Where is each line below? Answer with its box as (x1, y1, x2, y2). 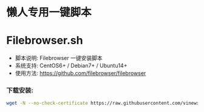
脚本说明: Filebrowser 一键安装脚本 (15, 54, 103, 62)
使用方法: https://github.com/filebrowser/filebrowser (15, 70, 146, 77)
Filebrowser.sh (6, 34, 83, 47)
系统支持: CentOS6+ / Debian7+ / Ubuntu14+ (15, 62, 127, 70)
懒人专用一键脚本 (6, 5, 92, 19)
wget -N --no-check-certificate (6, 100, 88, 107)
